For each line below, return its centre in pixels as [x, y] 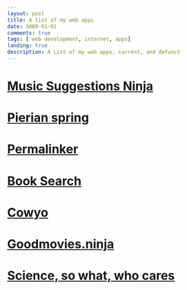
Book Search [44, 181]
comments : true [29, 33]
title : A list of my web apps [51, 20]
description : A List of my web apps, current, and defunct [94, 52]
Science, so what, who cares [91, 276]
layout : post [26, 13]
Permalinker [43, 149]
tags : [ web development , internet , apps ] [69, 39]
